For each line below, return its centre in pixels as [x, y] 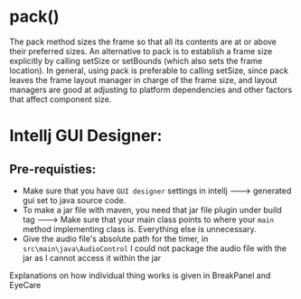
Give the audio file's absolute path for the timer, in [115, 238]
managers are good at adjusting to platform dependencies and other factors [151, 89]
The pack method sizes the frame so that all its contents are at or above [143, 42]
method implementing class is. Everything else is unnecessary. [140, 229]
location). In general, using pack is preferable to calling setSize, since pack [149, 70]
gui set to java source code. [74, 200]
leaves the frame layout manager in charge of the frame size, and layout [143, 79]
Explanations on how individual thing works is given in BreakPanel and [140, 275]
